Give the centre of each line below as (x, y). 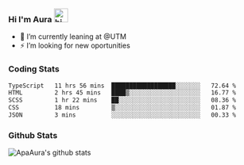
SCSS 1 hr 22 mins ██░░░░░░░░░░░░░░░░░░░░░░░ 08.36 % (122, 100)
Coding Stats (34, 69)
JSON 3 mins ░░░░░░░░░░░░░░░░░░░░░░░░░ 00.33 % (122, 115)
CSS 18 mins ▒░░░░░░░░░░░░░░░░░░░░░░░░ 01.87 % (122, 108)
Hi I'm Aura (30, 19)
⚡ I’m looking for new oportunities (75, 46)
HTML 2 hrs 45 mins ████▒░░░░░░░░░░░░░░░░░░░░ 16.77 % (122, 93)
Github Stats (33, 135)
